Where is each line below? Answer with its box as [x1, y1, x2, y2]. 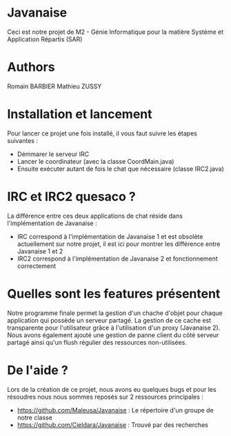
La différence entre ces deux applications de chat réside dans [7, 211, 183, 220]
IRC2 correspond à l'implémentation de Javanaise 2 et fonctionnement [17, 254, 219, 263]
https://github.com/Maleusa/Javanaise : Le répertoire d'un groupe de [17, 406, 214, 414]
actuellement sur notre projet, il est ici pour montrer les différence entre [17, 240, 221, 248]
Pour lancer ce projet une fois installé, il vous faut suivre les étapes [7, 129, 198, 138]
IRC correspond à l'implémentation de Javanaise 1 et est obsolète [17, 232, 203, 240]
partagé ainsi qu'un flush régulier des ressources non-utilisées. [7, 338, 188, 346]
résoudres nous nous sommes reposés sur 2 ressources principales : [7, 392, 203, 401]
